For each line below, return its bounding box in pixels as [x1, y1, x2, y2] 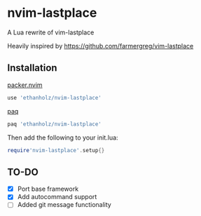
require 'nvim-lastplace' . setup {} [7, 147, 105, 154]
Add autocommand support [17, 193, 97, 201]
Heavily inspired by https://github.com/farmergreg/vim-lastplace [7, 41, 194, 50]
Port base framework [17, 184, 79, 194]
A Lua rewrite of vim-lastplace [7, 28, 95, 36]
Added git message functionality [17, 201, 112, 209]
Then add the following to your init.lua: [7, 133, 118, 142]
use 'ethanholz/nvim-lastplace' [7, 94, 102, 101]
